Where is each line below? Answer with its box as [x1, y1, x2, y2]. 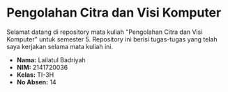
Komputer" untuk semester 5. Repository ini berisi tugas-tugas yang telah [6, 35, 218, 43]
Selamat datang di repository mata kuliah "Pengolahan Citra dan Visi [6, 28, 203, 36]
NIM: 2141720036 [16, 63, 68, 71]
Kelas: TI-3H [16, 71, 54, 79]
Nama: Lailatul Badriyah [16, 55, 86, 64]
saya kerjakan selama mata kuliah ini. [6, 42, 114, 50]
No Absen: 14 [16, 77, 56, 86]
